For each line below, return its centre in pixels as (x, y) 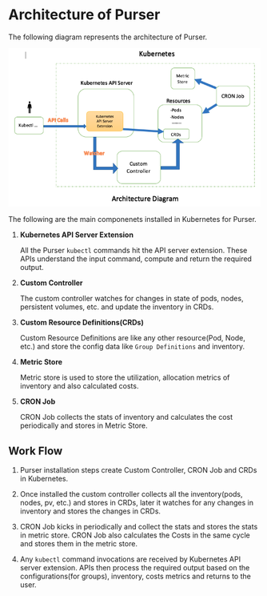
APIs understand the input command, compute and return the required (135, 259)
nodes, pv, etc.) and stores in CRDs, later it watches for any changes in (137, 503)
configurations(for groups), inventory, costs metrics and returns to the (135, 576)
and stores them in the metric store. (79, 544)
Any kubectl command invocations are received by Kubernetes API (130, 559)
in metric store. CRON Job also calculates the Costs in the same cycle (135, 535)
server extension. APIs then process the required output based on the (135, 568)
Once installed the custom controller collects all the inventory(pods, (131, 494)
